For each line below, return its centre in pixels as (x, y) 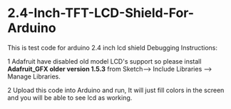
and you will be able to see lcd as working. (70, 98)
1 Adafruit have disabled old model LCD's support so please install (104, 61)
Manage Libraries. (34, 76)
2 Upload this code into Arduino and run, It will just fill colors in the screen (116, 90)
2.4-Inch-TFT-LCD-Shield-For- (101, 13)
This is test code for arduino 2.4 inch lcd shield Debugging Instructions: (112, 47)
